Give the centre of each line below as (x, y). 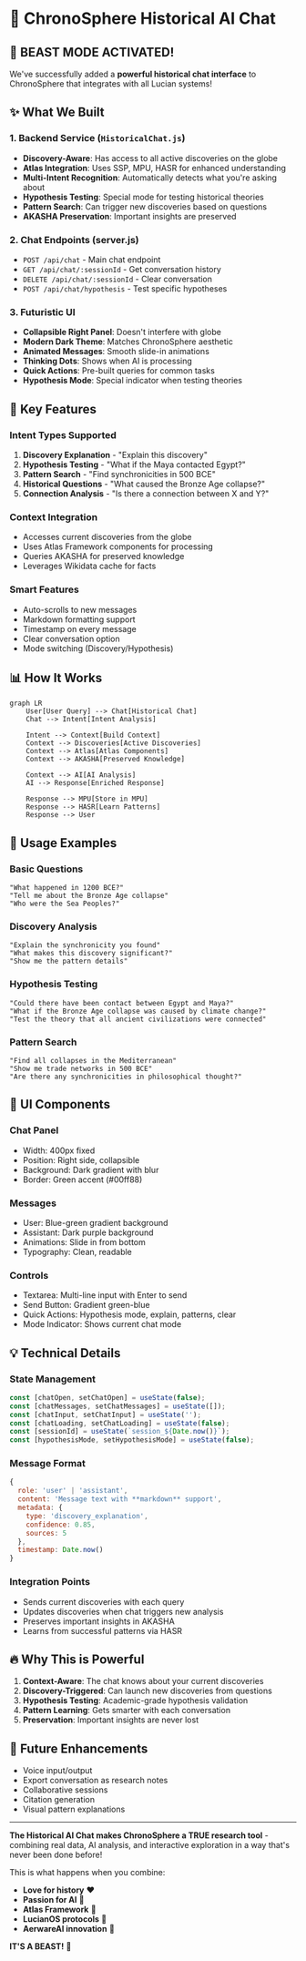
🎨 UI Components (60, 1104)
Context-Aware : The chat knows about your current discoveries (143, 1681)
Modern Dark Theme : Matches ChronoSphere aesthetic (128, 342)
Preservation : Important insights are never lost (110, 1720)
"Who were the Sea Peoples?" (65, 904)
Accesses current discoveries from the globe (107, 537)
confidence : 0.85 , (61, 1525)
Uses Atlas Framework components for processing (118, 546)
